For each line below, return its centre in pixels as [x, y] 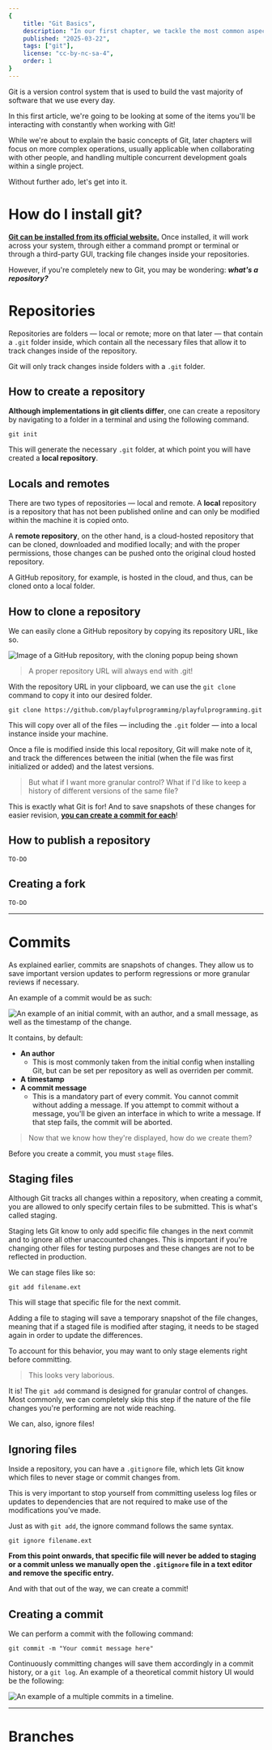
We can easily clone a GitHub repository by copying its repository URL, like [133, 631]
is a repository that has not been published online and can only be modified [134, 512]
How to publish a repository [80, 841]
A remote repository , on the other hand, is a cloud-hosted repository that [131, 536]
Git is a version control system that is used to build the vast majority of [126, 91]
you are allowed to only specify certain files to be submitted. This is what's [133, 1207]
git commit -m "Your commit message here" [81, 1649]
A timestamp [42, 1079]
